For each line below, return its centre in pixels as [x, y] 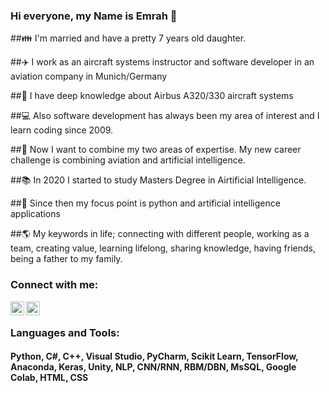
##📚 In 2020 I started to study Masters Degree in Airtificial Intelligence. [158, 180]
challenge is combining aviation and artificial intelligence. [128, 160]
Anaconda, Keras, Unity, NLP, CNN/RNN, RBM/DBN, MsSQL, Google [153, 367]
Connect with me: [54, 285]
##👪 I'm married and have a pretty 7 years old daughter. [128, 38]
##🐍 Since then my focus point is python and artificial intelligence [145, 203]
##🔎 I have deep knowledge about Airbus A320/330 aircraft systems [152, 96]
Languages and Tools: [65, 332]
